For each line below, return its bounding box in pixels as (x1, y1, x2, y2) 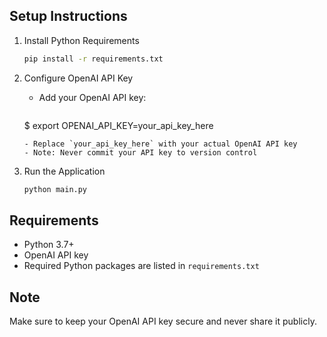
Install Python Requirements (23, 34, 140, 46)
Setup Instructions (9, 8, 128, 25)
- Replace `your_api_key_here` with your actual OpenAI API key (23, 139, 298, 149)
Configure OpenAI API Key (23, 72, 134, 84)
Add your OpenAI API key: (38, 91, 147, 103)
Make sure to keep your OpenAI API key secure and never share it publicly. (9, 315, 317, 328)
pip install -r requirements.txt (23, 54, 164, 64)
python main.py (23, 184, 88, 194)
